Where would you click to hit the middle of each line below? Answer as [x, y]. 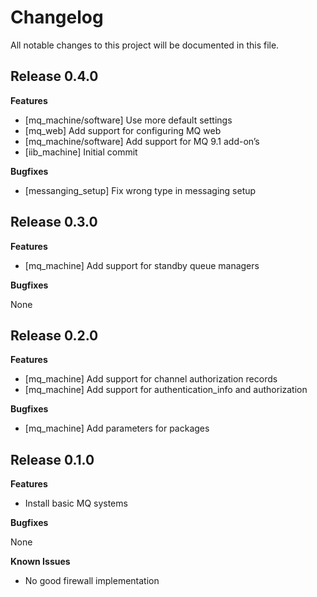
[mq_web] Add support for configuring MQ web [123, 130]
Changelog [57, 17]
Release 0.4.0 [54, 76]
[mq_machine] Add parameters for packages [117, 428]
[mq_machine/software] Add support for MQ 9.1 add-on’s [142, 141]
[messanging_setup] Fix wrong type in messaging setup [140, 190]
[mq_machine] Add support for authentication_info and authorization [166, 390]
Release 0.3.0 [54, 222]
